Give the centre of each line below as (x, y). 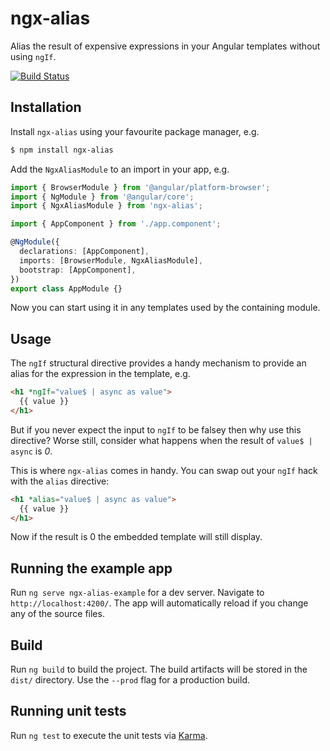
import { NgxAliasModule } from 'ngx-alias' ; (106, 206)
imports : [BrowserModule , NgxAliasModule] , (111, 260)
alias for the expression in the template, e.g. (100, 374)
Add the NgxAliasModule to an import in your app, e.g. (120, 169)
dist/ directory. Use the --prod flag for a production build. (130, 680)
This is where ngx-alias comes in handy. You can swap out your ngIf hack (164, 470)
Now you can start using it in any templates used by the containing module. (165, 308)
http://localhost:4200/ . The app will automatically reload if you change (159, 603)
